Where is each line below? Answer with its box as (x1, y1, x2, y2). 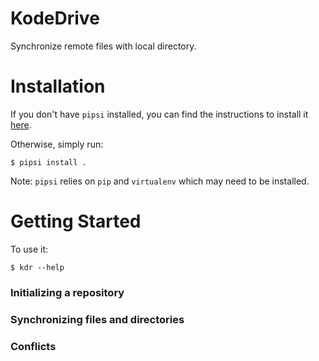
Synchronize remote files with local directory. (10, 40, 197, 52)
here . (10, 118, 32, 131)
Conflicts (10, 339, 57, 353)
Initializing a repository (10, 285, 125, 299)
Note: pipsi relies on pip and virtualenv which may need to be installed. (10, 175, 310, 187)
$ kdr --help (10, 262, 65, 272)
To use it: (10, 243, 49, 255)
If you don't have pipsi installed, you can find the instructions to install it (10, 108, 309, 120)
